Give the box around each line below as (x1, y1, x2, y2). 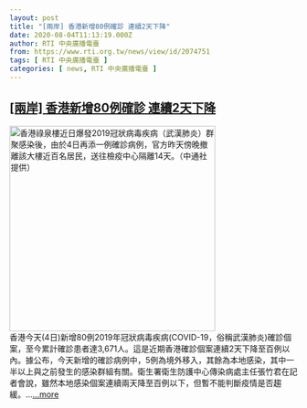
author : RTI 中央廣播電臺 (9, 38, 101, 48)
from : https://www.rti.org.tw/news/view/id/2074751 (9, 47, 210, 57)
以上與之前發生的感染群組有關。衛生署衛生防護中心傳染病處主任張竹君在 (16, 366, 290, 377)
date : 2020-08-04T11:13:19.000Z (9, 30, 132, 39)
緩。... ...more (9, 389, 59, 400)
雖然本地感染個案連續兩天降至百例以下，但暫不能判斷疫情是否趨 (40, 377, 281, 388)
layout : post (9, 13, 59, 23)
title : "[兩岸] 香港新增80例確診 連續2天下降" (9, 22, 171, 31)
